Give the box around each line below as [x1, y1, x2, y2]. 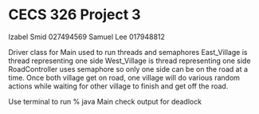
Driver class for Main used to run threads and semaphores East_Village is [8, 47, 248, 57]
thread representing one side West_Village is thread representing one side [8, 56, 251, 65]
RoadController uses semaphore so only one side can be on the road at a [8, 64, 249, 73]
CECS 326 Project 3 [8, 6, 141, 24]
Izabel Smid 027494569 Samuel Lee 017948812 [8, 32, 166, 41]
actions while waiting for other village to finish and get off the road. [8, 81, 229, 91]
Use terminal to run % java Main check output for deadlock [8, 96, 202, 106]
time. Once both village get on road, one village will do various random [8, 73, 241, 82]
